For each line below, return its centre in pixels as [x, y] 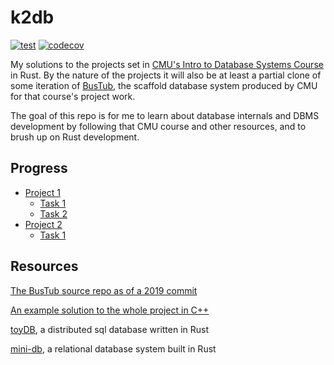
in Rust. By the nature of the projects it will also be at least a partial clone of [166, 75]
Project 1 [42, 192]
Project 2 [43, 224]
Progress [39, 168]
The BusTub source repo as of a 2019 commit [104, 290]
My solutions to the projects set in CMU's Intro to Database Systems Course [167, 64]
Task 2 [53, 213]
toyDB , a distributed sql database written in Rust [110, 329]
